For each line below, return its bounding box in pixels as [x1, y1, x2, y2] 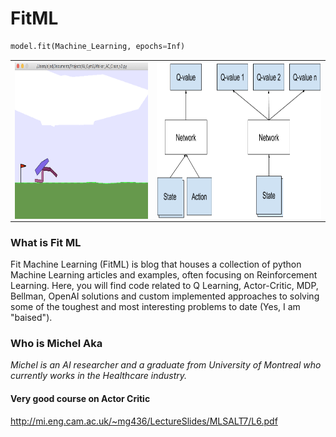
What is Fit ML [10, 235, 82, 249]
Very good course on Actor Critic [10, 393, 151, 404]
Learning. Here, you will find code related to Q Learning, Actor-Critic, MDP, [10, 280, 319, 292]
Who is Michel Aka [10, 337, 103, 351]
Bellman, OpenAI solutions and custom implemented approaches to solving [10, 290, 320, 302]
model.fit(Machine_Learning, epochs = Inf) [10, 41, 186, 51]
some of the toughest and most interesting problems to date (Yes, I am [10, 301, 301, 313]
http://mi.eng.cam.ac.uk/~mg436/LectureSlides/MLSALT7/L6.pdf [10, 415, 278, 427]
